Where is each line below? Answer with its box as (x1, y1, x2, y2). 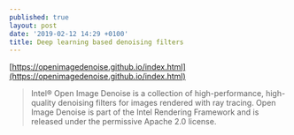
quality (30, 98, 57, 109)
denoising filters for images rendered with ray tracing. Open (57, 98, 276, 109)
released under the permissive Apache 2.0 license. (30, 116, 217, 127)
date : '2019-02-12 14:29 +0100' (9, 29, 128, 38)
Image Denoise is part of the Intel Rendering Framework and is (30, 107, 259, 117)
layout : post (9, 21, 58, 30)
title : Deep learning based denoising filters (9, 37, 184, 47)
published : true (9, 12, 69, 22)
